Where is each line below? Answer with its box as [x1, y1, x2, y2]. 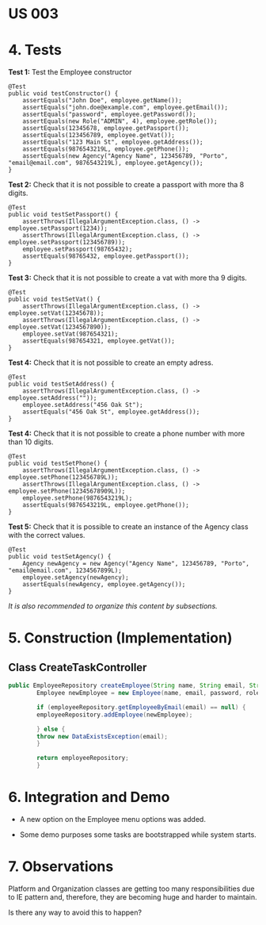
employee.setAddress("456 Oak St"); [22, 401, 144, 409]
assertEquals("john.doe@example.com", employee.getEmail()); [22, 104, 228, 112]
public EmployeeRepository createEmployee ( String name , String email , [8, 681, 246, 690]
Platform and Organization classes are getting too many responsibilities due [8, 884, 255, 893]
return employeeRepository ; [36, 754, 129, 762]
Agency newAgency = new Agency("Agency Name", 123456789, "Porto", [22, 560, 249, 568]
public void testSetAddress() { [8, 380, 115, 389]
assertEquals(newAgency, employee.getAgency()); [22, 581, 186, 589]
